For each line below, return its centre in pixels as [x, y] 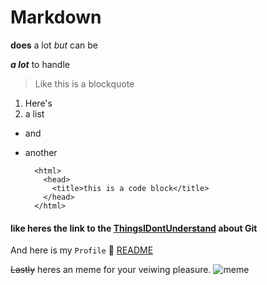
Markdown [56, 17]
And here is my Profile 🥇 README [82, 250]
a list [34, 113]
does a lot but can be [54, 45]
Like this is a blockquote [84, 83]
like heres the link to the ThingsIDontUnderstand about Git [134, 228]
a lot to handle [40, 64]
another [41, 152]
